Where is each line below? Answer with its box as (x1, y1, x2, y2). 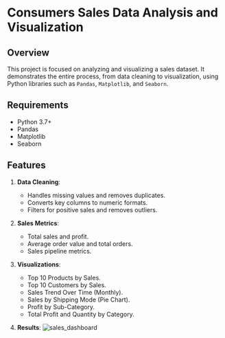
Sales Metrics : (16, 218, 60, 227)
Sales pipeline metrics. (27, 247, 92, 255)
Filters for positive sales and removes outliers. (27, 205, 158, 214)
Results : (16, 323, 41, 331)
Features (7, 159, 46, 171)
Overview (7, 47, 50, 58)
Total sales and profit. (27, 232, 89, 240)
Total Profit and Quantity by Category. (27, 310, 135, 318)
